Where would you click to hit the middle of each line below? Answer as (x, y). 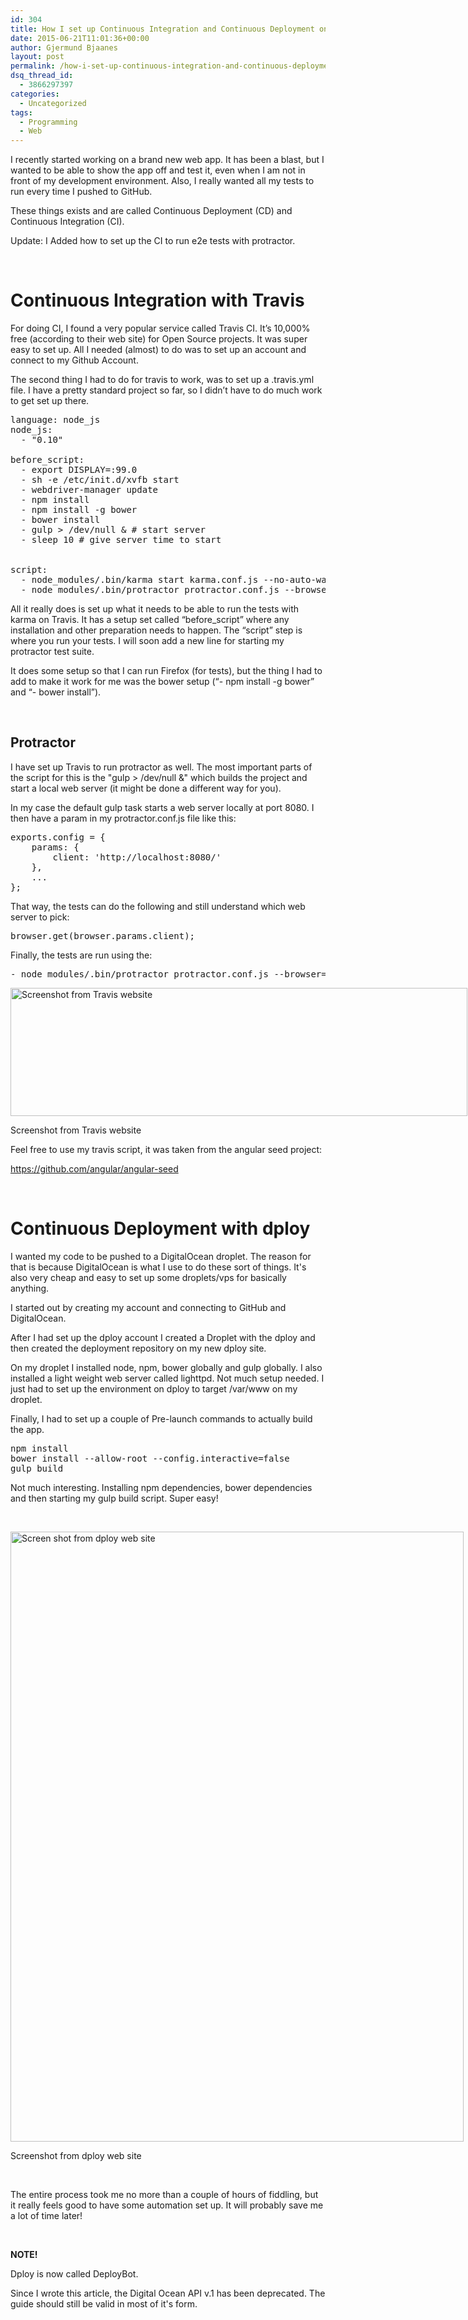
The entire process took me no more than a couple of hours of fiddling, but (164, 2194)
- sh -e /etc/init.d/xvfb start (100, 480)
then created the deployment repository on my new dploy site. (138, 1348)
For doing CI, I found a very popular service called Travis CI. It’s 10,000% (160, 328)
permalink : (33, 66)
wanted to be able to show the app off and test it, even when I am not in (158, 170)
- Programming (48, 122)
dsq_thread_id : (42, 76)
